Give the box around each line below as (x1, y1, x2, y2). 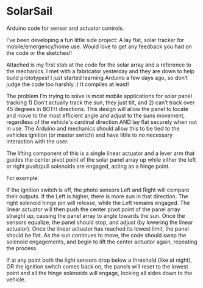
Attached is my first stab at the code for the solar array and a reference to (6, 61, 192, 68)
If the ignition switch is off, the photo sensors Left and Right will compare (6, 186, 190, 193)
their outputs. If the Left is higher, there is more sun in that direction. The (6, 192, 189, 200)
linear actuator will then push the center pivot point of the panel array (6, 206, 181, 213)
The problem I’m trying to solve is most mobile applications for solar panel (6, 92, 193, 99)
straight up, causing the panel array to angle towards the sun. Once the (6, 212, 185, 219)
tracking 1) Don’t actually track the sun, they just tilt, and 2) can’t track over (6, 99, 195, 106)
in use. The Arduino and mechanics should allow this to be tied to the (6, 124, 180, 132)
